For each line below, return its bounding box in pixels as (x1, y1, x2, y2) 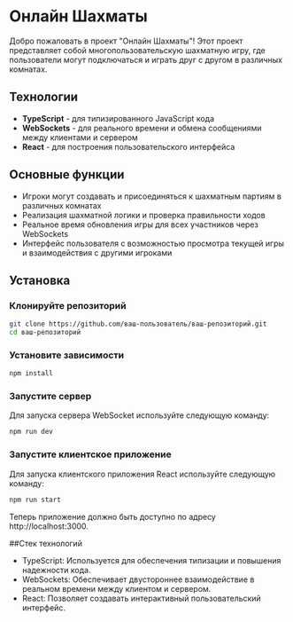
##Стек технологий (9, 538, 82, 548)
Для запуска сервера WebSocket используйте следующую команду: (9, 410, 270, 421)
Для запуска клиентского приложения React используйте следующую (9, 468, 276, 479)
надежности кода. (21, 564, 91, 575)
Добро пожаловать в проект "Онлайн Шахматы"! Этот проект (9, 35, 243, 46)
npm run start (9, 495, 62, 504)
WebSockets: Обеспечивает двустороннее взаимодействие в (21, 574, 255, 585)
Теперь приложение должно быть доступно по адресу (9, 511, 217, 522)
